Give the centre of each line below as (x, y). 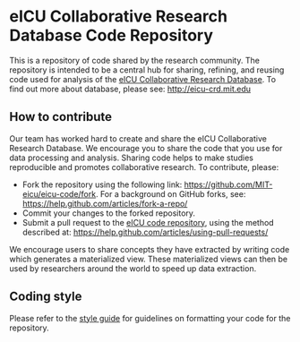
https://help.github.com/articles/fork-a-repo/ (105, 203)
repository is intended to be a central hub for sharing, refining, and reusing (147, 70)
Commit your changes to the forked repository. (108, 213)
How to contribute (61, 117)
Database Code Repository (111, 35)
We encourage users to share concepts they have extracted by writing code (150, 249)
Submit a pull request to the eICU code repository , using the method (148, 222)
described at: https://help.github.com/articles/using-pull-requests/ (145, 232)
